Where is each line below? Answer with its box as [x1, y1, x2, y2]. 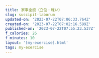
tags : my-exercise [5, 45, 44, 50]
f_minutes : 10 [5, 36, 35, 41]
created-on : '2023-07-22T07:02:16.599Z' [5, 21, 91, 27]
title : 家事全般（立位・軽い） [5, 7, 62, 13]
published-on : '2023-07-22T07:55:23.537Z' [5, 26, 95, 31]
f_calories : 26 [5, 31, 37, 36]
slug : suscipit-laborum [5, 12, 55, 17]
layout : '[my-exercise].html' [5, 40, 69, 45]
